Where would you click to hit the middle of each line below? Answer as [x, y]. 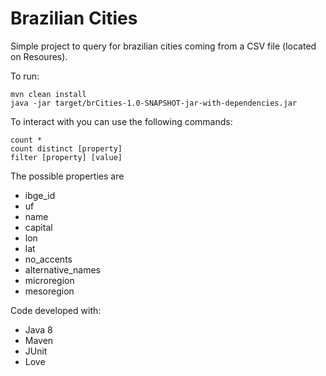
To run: [25, 76]
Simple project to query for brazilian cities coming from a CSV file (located [163, 46]
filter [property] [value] [66, 157]
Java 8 [38, 329]
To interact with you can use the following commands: [121, 121]
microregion [49, 280]
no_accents [48, 259]
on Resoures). [39, 56]
